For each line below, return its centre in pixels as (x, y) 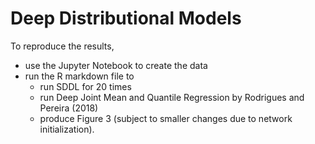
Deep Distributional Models (126, 18)
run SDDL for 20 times (85, 86)
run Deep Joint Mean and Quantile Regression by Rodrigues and (172, 97)
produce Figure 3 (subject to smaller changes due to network (166, 118)
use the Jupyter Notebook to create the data (116, 65)
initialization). (67, 129)
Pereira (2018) (69, 108)
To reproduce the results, (62, 46)
